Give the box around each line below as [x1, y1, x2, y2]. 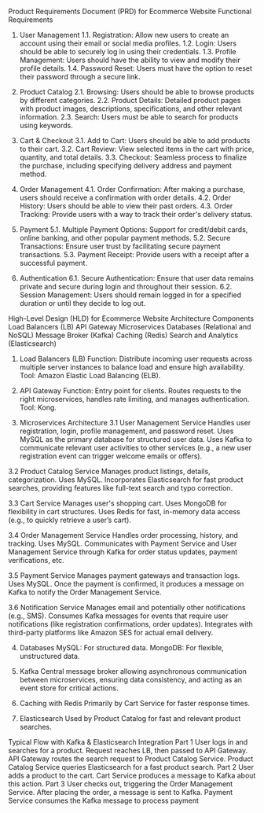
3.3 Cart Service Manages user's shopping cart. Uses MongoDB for [8, 498, 227, 508]
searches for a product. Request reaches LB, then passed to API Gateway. [8, 746, 248, 755]
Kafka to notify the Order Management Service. [8, 587, 162, 597]
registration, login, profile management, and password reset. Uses [19, 426, 234, 436]
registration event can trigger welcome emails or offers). [19, 451, 203, 461]
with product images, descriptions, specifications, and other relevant [19, 104, 243, 113]
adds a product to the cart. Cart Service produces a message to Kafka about [8, 771, 256, 780]
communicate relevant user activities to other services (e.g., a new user [19, 443, 252, 452]
